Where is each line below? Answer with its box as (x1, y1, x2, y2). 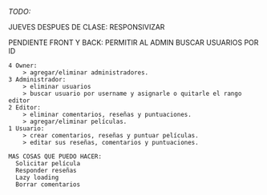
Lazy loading (15, 173, 59, 181)
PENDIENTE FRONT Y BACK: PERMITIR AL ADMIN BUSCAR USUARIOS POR (8, 38, 259, 47)
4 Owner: (8, 62, 38, 70)
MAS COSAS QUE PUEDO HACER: (8, 153, 103, 161)
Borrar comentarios (15, 181, 81, 189)
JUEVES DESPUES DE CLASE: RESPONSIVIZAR (8, 22, 165, 31)
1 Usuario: (8, 125, 45, 133)
